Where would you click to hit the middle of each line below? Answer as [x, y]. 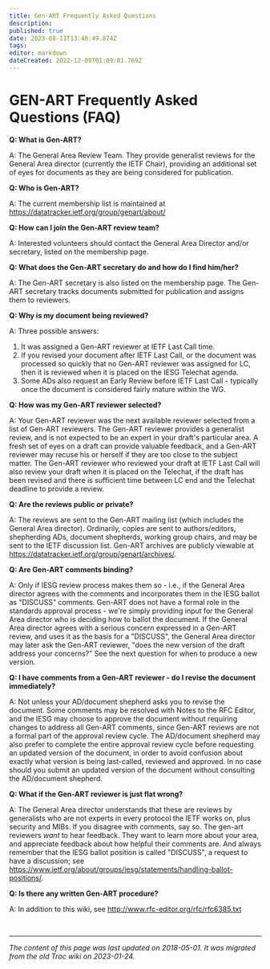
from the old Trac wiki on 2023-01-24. [72, 956]
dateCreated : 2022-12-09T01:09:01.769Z [76, 61]
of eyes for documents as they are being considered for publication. [121, 172]
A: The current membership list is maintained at [87, 203]
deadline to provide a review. [57, 489]
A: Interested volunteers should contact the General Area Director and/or [129, 243]
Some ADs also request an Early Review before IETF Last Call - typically [139, 380]
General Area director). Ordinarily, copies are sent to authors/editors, [123, 528]
